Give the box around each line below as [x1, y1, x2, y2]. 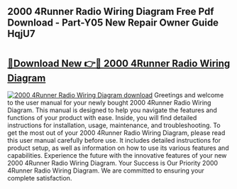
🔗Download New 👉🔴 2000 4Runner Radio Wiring [7, 57, 231, 70]
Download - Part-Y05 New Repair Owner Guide [7, 17, 219, 29]
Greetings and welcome [154, 91, 224, 99]
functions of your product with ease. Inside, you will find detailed [7, 114, 197, 121]
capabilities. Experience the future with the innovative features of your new [7, 151, 227, 159]
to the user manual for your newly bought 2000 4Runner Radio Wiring [7, 99, 211, 107]
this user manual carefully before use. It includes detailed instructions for [7, 136, 221, 144]
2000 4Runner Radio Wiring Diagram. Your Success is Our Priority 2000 [7, 159, 219, 167]
